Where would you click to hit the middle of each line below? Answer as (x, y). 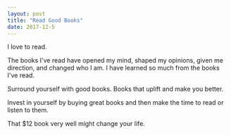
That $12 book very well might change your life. (76, 124)
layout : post (26, 14)
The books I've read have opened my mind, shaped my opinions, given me (115, 60)
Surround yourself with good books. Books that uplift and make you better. (115, 89)
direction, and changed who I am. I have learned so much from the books (113, 68)
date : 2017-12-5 (31, 27)
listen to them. (28, 110)
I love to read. (27, 47)
